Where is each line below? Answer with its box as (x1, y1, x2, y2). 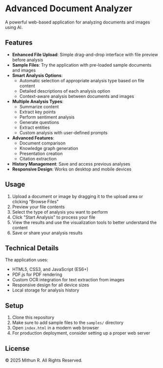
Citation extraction (19, 155, 57, 162)
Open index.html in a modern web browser (12, 325, 99, 331)
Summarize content (19, 103, 59, 109)
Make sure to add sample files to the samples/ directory (12, 319, 123, 326)
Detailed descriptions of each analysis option (19, 88, 111, 94)
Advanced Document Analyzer (5, 3, 133, 14)
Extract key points (19, 109, 56, 115)
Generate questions (19, 119, 60, 125)
